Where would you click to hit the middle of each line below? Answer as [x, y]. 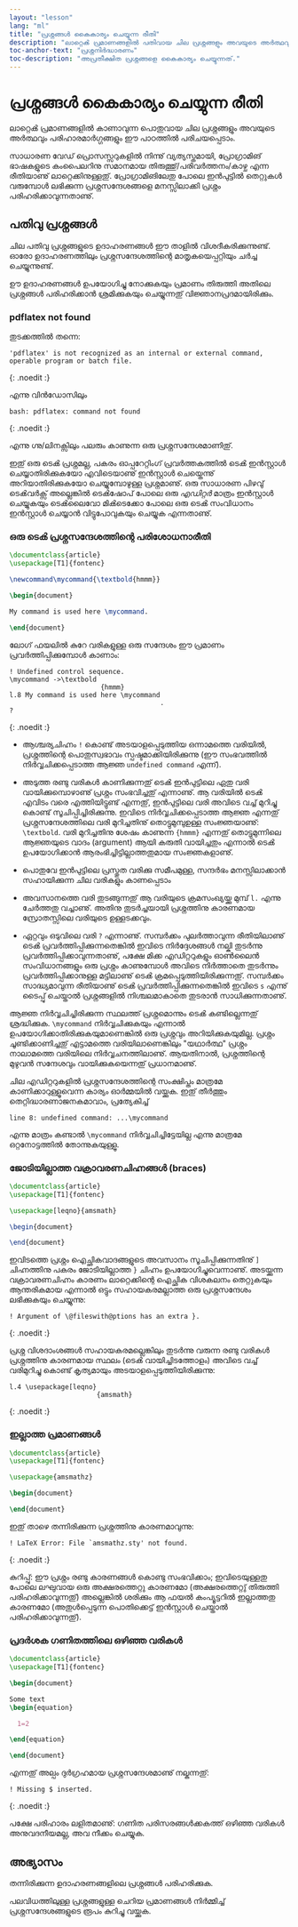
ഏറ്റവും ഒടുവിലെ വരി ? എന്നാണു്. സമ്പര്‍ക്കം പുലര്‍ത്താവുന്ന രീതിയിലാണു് [153, 935]
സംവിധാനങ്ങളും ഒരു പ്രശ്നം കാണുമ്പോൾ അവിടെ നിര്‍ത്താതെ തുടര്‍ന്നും [150, 965]
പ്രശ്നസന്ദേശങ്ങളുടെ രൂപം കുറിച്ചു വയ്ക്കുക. [80, 1911]
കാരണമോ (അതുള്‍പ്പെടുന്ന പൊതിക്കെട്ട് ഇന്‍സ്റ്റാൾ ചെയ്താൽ [118, 1607]
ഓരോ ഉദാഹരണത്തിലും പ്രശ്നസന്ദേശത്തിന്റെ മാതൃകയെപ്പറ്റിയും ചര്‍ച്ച [133, 255]
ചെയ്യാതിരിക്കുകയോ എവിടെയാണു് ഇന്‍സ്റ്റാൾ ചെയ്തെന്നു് [112, 473]
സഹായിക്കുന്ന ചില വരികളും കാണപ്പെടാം [96, 879]
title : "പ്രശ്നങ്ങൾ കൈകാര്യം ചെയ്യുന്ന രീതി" [85, 34]
